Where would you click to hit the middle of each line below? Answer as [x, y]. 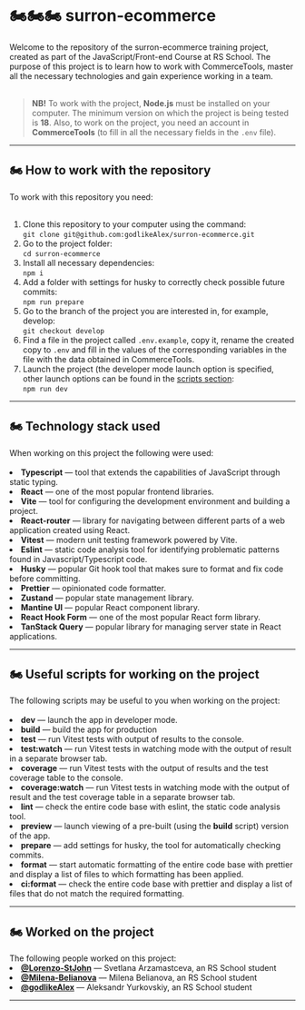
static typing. [34, 481]
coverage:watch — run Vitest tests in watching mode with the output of [156, 787]
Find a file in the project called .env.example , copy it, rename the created [158, 340]
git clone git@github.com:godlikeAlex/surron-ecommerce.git [138, 234]
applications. [33, 636]
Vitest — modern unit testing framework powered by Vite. [129, 540]
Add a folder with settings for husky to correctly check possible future [154, 282]
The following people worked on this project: [93, 958]
